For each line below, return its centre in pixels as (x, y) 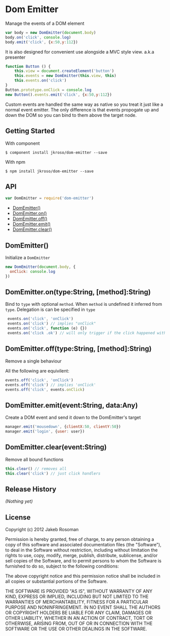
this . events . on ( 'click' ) (40, 81)
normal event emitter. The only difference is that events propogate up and (82, 109)
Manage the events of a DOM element (45, 23)
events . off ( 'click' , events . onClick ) (45, 389)
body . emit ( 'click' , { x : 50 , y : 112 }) (42, 42)
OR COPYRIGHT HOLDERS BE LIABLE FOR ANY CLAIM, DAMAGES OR (78, 613)
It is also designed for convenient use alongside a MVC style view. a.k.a (80, 52)
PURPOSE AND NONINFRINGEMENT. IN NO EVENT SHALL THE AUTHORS (83, 607)
